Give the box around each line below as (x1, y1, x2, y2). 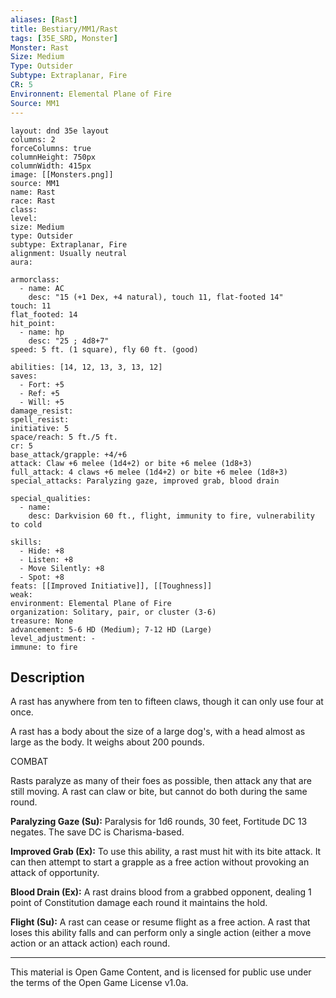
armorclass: (10, 274, 60, 285)
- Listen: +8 (19, 554, 74, 565)
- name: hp (19, 327, 65, 337)
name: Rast (10, 187, 56, 197)
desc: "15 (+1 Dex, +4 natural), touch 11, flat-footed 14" (28, 292, 284, 302)
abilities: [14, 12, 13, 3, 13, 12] (10, 362, 163, 372)
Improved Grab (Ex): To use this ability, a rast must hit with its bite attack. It (10, 846, 322, 858)
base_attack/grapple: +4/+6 (10, 449, 128, 460)
